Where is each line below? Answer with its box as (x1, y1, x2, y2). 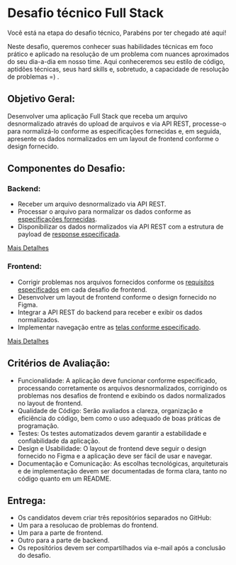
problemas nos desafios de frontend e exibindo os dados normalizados (17, 391, 226, 400)
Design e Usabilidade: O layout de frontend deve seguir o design (17, 444, 207, 452)
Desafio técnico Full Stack (7, 5, 164, 21)
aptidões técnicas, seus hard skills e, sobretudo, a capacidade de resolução (7, 65, 229, 73)
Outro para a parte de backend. (17, 536, 110, 544)
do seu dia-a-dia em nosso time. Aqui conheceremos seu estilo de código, (7, 57, 225, 65)
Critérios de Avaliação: (7, 357, 111, 370)
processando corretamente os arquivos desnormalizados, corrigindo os (17, 383, 227, 392)
